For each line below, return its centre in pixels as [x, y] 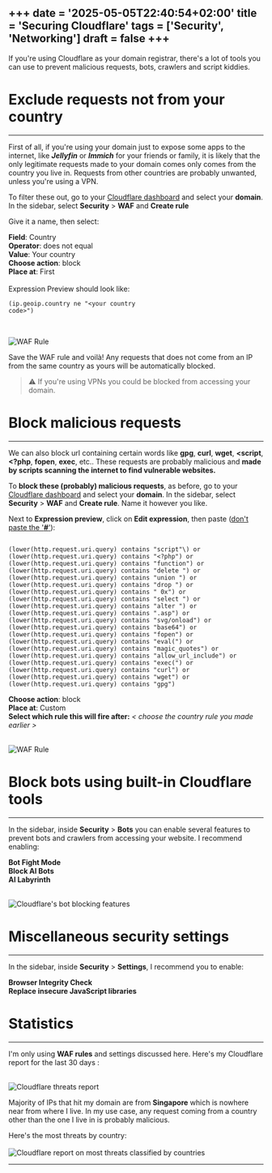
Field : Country [32, 237]
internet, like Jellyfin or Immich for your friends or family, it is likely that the [134, 155]
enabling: [24, 846]
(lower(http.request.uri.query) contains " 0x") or [97, 592]
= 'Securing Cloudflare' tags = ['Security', [116, 26]
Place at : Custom [37, 708]
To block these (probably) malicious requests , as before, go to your [123, 486]
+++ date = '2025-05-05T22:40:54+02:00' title [133, 13]
